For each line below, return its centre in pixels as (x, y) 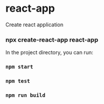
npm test (18, 81)
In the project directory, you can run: (49, 53)
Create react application (34, 25)
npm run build (25, 95)
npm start (19, 67)
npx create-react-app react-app (52, 40)
